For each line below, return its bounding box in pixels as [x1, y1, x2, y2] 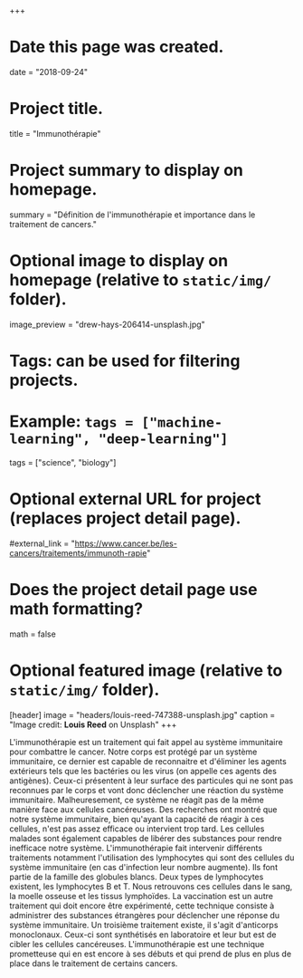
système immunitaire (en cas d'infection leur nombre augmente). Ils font [9, 861, 279, 872]
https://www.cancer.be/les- [74, 538, 178, 549]
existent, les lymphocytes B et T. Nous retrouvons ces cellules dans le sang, [9, 880, 293, 892]
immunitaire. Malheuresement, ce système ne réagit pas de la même [9, 794, 264, 805]
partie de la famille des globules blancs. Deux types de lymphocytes [9, 871, 264, 882]
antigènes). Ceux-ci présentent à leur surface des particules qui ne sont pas [9, 775, 294, 786]
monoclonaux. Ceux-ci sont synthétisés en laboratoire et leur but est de [9, 929, 277, 940]
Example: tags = [9, 411, 134, 432]
